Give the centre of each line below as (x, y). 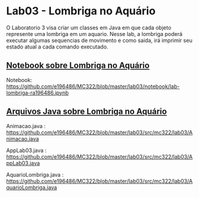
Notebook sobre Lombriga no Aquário (78, 66)
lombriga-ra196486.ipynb (37, 93)
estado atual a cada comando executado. (57, 47)
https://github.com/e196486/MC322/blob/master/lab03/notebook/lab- (93, 86)
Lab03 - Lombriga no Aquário (81, 11)
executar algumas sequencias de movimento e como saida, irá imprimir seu (99, 40)
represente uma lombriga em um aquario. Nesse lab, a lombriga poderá (94, 34)
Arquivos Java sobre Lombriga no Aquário (87, 112)
